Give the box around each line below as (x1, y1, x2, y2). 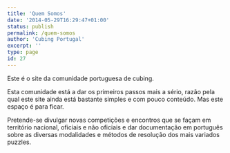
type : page (7, 49, 39, 56)
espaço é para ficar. (7, 102, 64, 111)
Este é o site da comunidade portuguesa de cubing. (7, 74, 154, 82)
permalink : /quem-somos (7, 29, 76, 37)
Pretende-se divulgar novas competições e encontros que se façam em (7, 116, 211, 124)
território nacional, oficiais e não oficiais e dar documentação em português (7, 123, 223, 132)
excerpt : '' (7, 42, 41, 49)
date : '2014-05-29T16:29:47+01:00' (7, 17, 110, 24)
